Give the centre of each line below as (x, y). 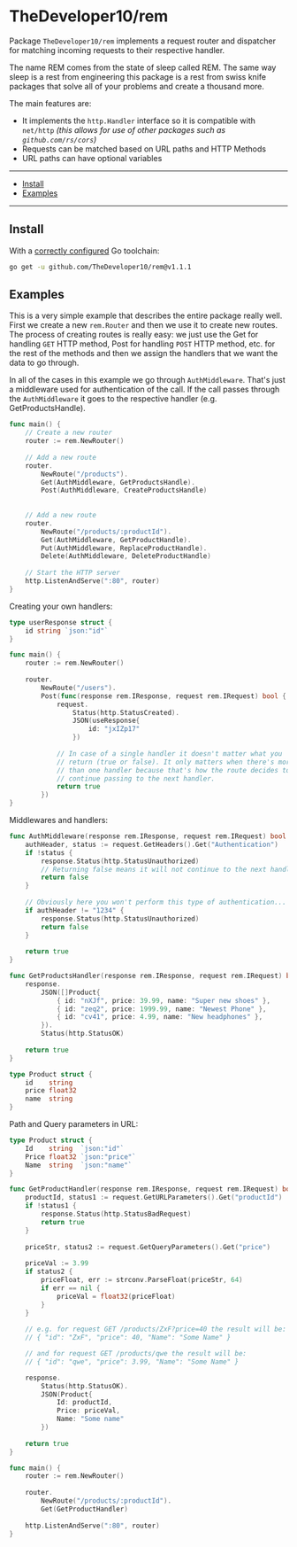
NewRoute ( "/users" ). (79, 688)
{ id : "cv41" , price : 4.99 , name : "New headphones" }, (160, 1017)
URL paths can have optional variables (92, 158)
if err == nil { (71, 1288)
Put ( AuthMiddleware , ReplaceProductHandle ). (124, 548)
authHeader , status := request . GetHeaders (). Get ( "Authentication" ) (152, 844)
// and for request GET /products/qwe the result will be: (136, 1354)
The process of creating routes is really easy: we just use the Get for (134, 335)
